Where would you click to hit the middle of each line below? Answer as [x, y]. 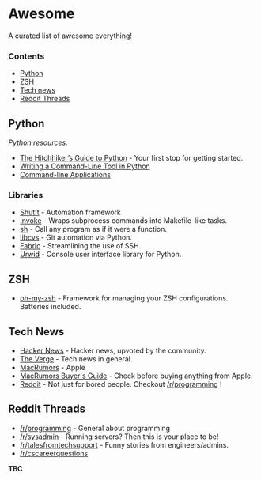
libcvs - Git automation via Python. [76, 237]
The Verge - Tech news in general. [76, 359]
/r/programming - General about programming [95, 428]
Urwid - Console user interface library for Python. [100, 255]
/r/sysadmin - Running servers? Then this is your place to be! [119, 437]
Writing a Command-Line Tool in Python [85, 166]
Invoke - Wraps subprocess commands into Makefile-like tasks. [123, 221]
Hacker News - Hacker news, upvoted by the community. [113, 350]
